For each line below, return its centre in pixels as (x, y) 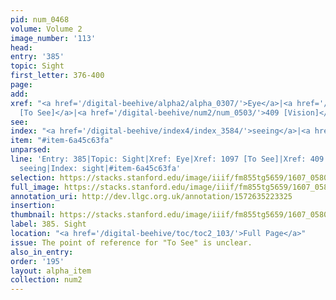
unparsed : (31, 150)
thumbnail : (33, 215)
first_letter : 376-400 (57, 76)
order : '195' (37, 261)
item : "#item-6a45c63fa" (62, 141)
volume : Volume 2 (46, 29)
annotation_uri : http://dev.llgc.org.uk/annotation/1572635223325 (151, 196)
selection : (33, 177)
